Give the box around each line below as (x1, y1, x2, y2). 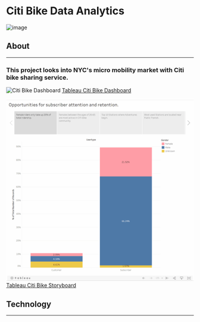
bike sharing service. (6, 73, 68, 82)
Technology (6, 299, 52, 309)
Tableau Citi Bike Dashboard (61, 87, 132, 94)
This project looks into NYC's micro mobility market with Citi (6, 65, 185, 74)
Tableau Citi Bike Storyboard (6, 282, 76, 289)
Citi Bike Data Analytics (6, 4, 125, 18)
